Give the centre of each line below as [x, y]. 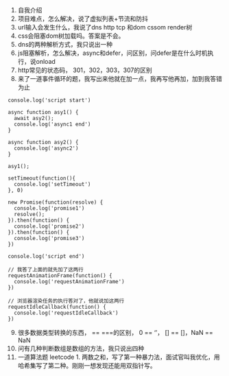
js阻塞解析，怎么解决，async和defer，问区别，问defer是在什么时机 [112, 53]
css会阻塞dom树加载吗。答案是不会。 [71, 36]
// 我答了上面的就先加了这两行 [46, 270]
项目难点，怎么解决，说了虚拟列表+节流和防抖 [83, 19]
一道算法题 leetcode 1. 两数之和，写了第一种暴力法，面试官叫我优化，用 [119, 357]
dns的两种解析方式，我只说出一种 [65, 44]
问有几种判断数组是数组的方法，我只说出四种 [81, 348]
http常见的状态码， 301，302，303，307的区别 [85, 70]
